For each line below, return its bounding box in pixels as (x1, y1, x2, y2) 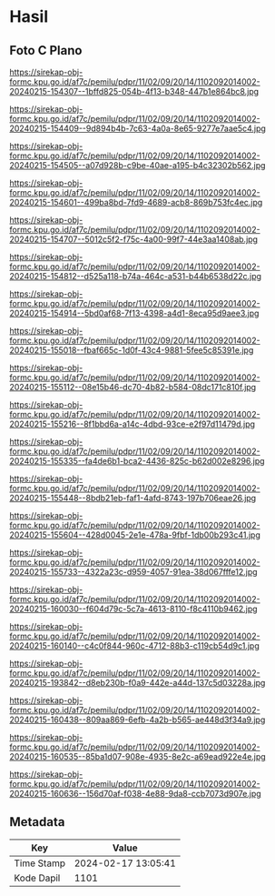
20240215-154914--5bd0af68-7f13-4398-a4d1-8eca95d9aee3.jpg (9, 307, 260, 318)
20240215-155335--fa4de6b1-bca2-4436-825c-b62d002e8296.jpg (9, 456, 265, 466)
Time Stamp (14, 857, 66, 870)
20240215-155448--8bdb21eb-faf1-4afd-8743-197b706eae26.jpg (9, 493, 257, 503)
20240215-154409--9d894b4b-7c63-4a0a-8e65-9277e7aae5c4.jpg (9, 123, 266, 134)
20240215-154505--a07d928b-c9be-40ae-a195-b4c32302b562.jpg (9, 160, 266, 170)
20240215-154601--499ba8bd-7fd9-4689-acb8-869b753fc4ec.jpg (9, 197, 263, 207)
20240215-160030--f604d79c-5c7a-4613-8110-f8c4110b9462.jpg (9, 603, 258, 614)
